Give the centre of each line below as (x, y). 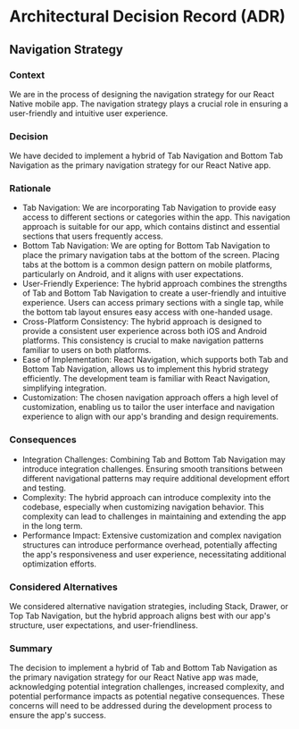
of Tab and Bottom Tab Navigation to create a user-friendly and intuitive (154, 293)
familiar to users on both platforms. (87, 350)
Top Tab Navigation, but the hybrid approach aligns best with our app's (140, 616)
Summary (31, 648)
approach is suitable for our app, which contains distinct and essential (151, 227)
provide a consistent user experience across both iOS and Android (145, 331)
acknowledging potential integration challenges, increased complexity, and (147, 687)
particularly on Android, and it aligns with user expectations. (133, 274)
